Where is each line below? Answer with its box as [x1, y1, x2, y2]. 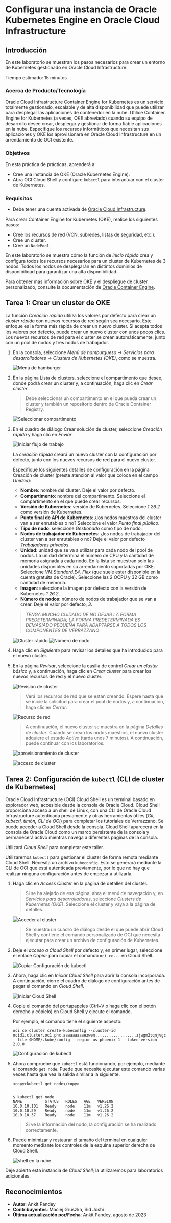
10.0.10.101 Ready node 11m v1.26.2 [12, 1103, 114, 1109]
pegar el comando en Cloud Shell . [12, 983, 84, 989]
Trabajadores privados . [20, 542, 70, 548]
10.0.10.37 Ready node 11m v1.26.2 [12, 1112, 114, 1117]
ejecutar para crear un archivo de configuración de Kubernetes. [25, 937, 160, 943]
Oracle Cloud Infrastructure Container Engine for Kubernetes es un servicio [5, 99, 164, 105]
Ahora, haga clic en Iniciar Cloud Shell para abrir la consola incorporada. [12, 972, 166, 978]
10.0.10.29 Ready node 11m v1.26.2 [12, 1108, 114, 1113]
